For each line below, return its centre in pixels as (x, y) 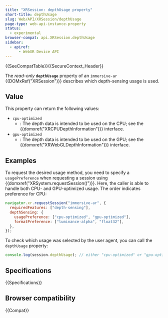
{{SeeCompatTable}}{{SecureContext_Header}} (54, 66)
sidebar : (14, 42)
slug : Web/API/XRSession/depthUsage (43, 19)
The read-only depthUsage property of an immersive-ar (61, 75)
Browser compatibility (40, 298)
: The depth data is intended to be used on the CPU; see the (82, 123)
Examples (21, 160)
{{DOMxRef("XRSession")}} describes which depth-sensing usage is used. (82, 81)
